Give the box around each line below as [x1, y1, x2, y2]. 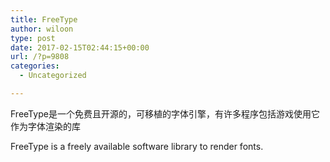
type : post [10, 33, 56, 43]
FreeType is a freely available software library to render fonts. [10, 140, 264, 152]
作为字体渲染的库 [10, 120, 81, 132]
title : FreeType [10, 14, 78, 25]
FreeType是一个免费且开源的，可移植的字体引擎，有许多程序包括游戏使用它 [10, 107, 320, 120]
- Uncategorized [19, 71, 87, 81]
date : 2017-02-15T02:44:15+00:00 [10, 42, 150, 53]
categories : [10, 61, 60, 71]
